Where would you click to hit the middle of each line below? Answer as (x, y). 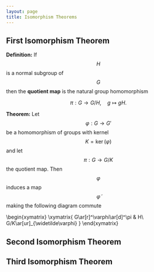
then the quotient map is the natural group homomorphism (77, 91)
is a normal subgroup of (35, 73)
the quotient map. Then (34, 169)
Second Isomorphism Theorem (64, 242)
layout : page (22, 11)
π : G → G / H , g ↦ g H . (98, 103)
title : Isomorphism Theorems (42, 17)
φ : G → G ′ (98, 123)
